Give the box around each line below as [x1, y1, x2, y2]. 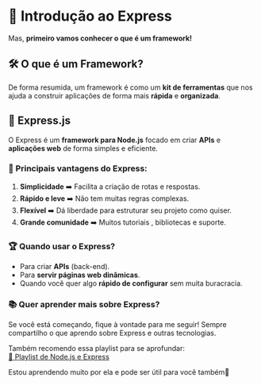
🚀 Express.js [8, 114, 71, 128]
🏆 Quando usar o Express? [8, 241, 116, 252]
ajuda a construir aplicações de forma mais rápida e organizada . [8, 90, 221, 100]
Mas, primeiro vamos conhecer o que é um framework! [8, 33, 193, 43]
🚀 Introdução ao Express [8, 7, 173, 25]
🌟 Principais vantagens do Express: [8, 163, 148, 174]
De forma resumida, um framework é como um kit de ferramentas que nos [8, 83, 253, 92]
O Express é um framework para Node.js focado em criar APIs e [8, 135, 221, 144]
